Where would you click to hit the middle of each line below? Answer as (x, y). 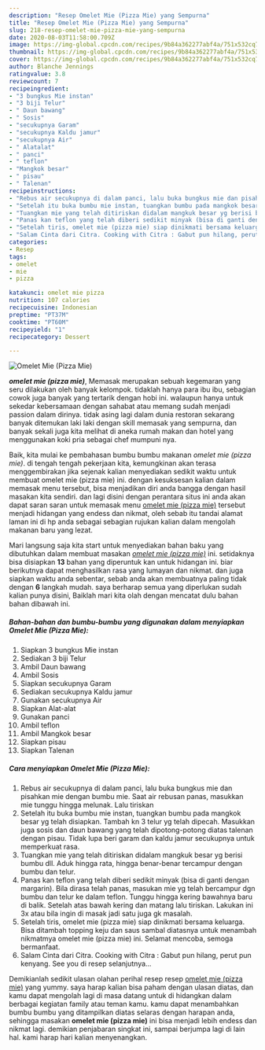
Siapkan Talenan (47, 750)
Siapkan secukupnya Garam (66, 683)
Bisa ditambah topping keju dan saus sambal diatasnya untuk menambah (138, 930)
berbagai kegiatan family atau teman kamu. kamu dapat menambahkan (124, 1004)
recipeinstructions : (43, 191)
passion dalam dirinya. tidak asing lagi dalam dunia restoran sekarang (122, 414)
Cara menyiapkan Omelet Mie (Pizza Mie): (79, 768)
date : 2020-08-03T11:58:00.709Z (62, 37)
